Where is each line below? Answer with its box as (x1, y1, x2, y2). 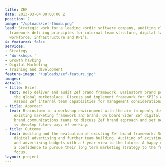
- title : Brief (5, 85, 37, 90)
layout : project (5, 154, 39, 159)
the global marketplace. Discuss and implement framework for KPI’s (14, 94, 158, 99)
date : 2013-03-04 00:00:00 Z (5, 12, 65, 17)
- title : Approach (5, 104, 43, 109)
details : (5, 81, 23, 85)
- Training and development (5, 67, 63, 72)
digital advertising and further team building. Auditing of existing (14, 136, 163, 141)
